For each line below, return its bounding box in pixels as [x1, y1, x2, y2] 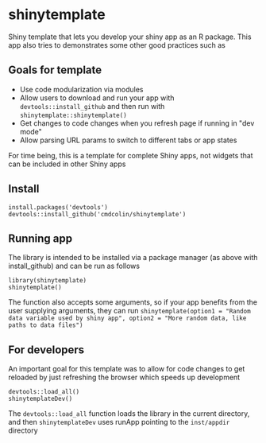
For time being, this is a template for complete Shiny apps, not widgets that [8, 150, 253, 160]
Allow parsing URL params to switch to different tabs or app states [19, 135, 237, 145]
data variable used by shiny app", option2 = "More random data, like [8, 314, 247, 323]
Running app [8, 231, 73, 245]
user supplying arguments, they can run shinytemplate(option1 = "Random [8, 306, 252, 316]
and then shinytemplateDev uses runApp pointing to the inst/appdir [8, 418, 230, 427]
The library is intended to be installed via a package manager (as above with [8, 253, 258, 262]
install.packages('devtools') [8, 203, 109, 212]
